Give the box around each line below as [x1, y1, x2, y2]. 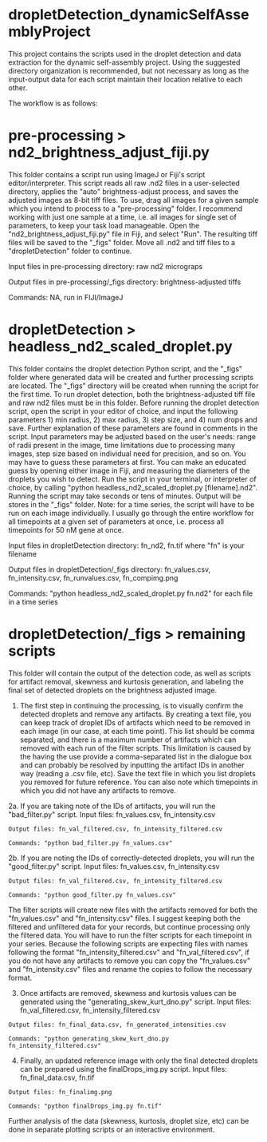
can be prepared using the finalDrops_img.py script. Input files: [19, 1064, 227, 1073]
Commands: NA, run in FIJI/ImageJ [8, 292, 124, 302]
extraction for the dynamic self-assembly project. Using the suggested [8, 57, 241, 67]
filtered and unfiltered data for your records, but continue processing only [8, 922, 251, 931]
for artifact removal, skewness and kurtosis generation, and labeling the [8, 676, 245, 686]
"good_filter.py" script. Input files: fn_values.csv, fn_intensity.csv [8, 861, 220, 871]
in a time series [8, 597, 58, 606]
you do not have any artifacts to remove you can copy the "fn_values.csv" [8, 956, 251, 966]
